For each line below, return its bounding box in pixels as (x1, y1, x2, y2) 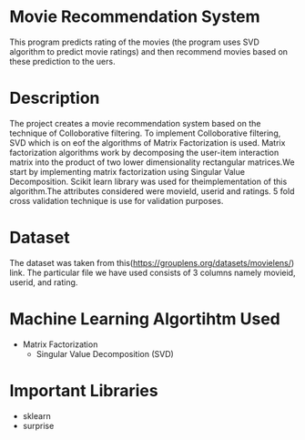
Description (9, 88, 100, 108)
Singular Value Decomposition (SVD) (36, 348, 175, 359)
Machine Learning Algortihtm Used (9, 309, 280, 329)
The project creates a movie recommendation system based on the (9, 118, 261, 128)
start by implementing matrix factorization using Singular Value (9, 166, 246, 177)
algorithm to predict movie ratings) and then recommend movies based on (9, 46, 289, 56)
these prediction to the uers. (9, 56, 116, 67)
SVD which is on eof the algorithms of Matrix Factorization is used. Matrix (9, 137, 286, 148)
